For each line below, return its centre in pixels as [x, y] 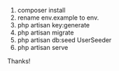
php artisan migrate [45, 32]
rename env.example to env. [58, 18]
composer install [41, 10]
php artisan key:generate [54, 25]
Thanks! [19, 61]
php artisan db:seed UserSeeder [64, 40]
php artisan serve [43, 47]
